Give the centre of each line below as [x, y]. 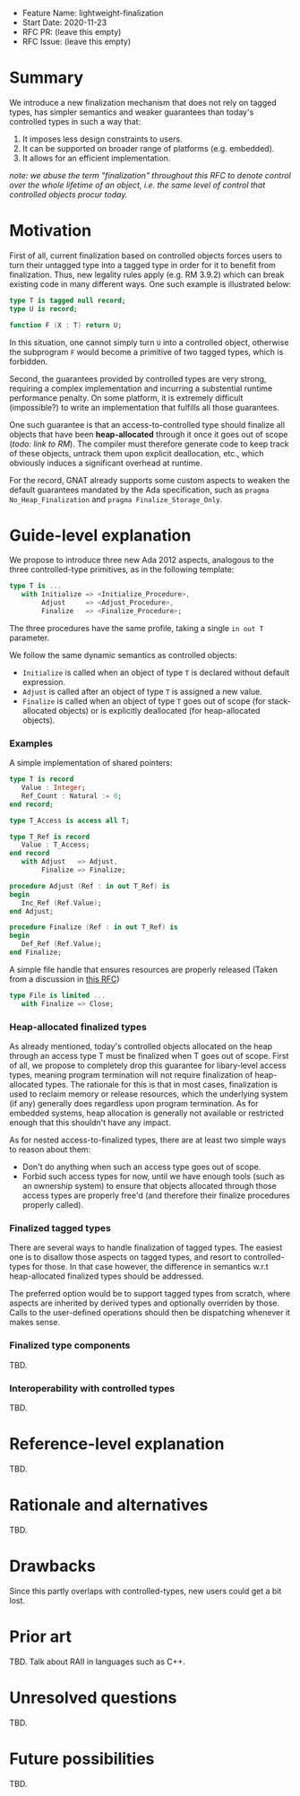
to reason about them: [50, 1150]
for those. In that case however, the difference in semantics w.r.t [150, 1267]
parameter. [30, 638]
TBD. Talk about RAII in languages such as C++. [98, 1662]
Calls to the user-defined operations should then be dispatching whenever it [150, 1313]
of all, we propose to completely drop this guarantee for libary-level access [148, 1065]
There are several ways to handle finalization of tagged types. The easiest [146, 1248]
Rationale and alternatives [109, 1505]
